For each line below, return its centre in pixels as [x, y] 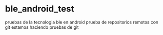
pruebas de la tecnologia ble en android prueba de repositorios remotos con [82, 22]
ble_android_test [40, 9]
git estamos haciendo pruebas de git [42, 27]
